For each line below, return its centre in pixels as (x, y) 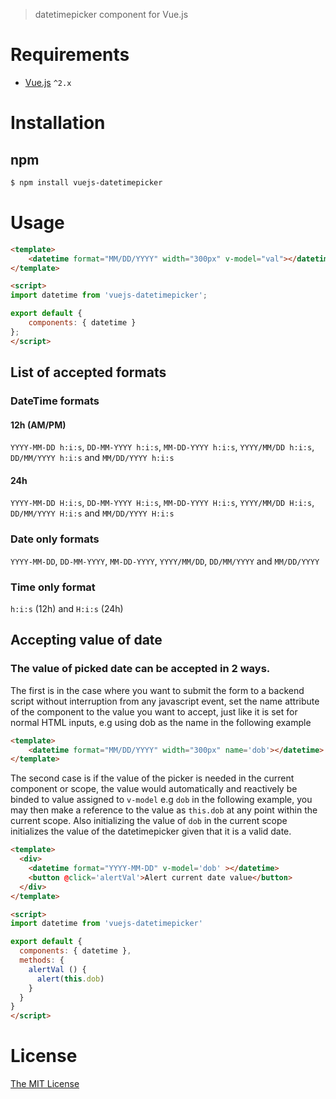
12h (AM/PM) (38, 425)
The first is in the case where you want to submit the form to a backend (157, 690)
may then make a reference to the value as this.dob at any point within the (164, 810)
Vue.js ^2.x (48, 82)
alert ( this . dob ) (70, 979)
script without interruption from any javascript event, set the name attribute (165, 701)
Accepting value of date (86, 640)
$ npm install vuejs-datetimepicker (86, 182)
